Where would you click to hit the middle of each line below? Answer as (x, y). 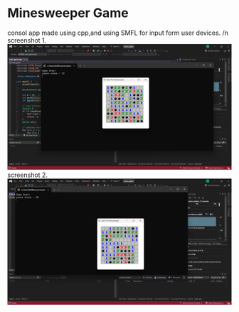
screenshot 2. (28, 175)
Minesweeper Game (68, 13)
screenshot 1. (27, 40)
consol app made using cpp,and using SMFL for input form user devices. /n (118, 33)
